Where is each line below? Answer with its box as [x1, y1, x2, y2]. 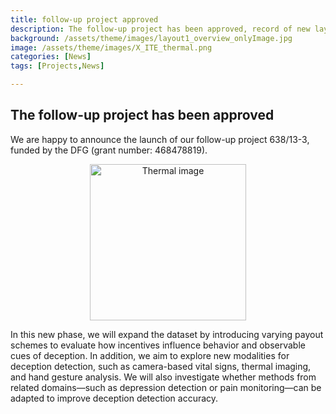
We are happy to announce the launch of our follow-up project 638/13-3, [10, 133, 310, 145]
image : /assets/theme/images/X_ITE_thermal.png [10, 42, 213, 53]
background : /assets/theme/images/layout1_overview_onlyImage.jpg [10, 33, 293, 43]
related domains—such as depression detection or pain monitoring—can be [10, 381, 322, 393]
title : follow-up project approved [10, 14, 159, 25]
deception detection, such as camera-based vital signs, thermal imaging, [10, 360, 312, 372]
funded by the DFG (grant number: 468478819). [10, 144, 208, 156]
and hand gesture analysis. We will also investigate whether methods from [10, 371, 317, 383]
